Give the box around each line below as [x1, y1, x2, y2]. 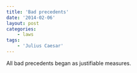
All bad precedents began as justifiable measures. [6, 59, 132, 67]
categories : [6, 26, 36, 32]
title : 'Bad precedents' [6, 9, 69, 15]
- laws [17, 32, 34, 38]
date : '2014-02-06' [6, 15, 56, 21]
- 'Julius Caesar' [17, 43, 64, 49]
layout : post [6, 20, 39, 26]
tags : [6, 37, 20, 43]
